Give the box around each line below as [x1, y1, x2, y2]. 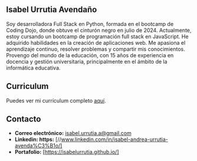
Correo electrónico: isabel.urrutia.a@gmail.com [14, 130, 132, 137]
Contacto [6, 114, 41, 124]
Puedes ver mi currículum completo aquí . [6, 97, 106, 104]
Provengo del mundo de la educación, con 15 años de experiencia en [6, 51, 174, 58]
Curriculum [6, 81, 49, 91]
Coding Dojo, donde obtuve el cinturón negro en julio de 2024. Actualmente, [6, 27, 192, 34]
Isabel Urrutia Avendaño [6, 5, 97, 15]
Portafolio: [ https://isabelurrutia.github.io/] [14, 149, 119, 156]
